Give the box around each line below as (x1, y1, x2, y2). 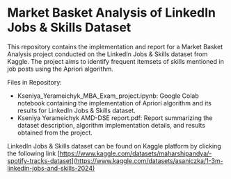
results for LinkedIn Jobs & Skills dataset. (17, 106, 136, 114)
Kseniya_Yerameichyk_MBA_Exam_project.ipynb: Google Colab (17, 92, 200, 100)
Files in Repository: (7, 78, 63, 86)
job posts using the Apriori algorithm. (7, 65, 113, 73)
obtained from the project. (17, 128, 93, 137)
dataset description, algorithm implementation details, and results (17, 121, 205, 129)
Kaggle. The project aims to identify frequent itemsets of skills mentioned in (7, 57, 224, 65)
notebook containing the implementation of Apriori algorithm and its (17, 99, 212, 107)
